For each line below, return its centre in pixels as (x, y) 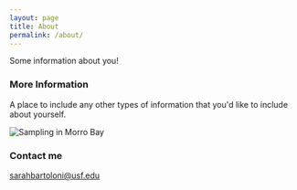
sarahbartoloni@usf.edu (55, 175)
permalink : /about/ (47, 35)
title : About (34, 26)
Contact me (36, 155)
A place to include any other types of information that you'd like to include (149, 104)
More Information (49, 85)
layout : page (34, 18)
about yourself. (38, 114)
